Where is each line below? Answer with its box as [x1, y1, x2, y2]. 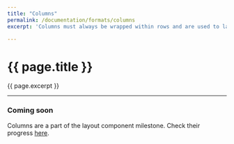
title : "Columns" [7, 10, 58, 17]
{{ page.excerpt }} [7, 82, 60, 90]
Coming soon [7, 105, 54, 115]
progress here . [7, 129, 50, 137]
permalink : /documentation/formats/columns [7, 17, 136, 24]
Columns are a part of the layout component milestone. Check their [7, 121, 201, 129]
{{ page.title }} [7, 59, 93, 75]
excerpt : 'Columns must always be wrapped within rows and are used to [7, 23, 219, 30]
